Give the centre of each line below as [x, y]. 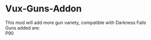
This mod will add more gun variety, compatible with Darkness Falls [76, 22]
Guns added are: [23, 27]
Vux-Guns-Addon [44, 9]
